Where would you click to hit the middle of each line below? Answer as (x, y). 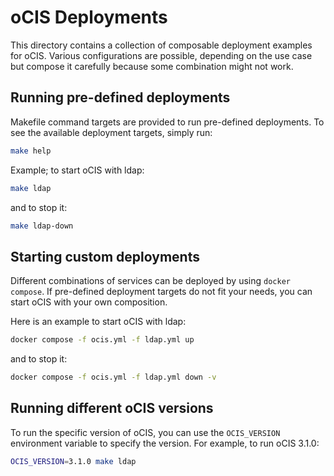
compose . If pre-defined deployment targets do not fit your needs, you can (161, 292)
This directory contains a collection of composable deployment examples (161, 45)
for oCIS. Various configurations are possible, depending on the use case (161, 55)
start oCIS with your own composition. (89, 302)
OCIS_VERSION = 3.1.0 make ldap (73, 461)
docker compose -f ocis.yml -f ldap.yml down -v (113, 377)
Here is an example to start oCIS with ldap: (98, 322)
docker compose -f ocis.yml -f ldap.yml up (102, 340)
